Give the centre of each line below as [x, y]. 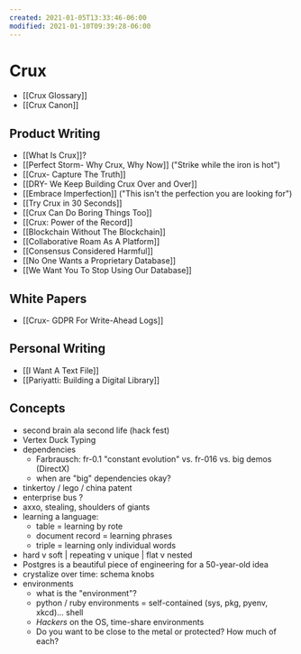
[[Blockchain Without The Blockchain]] [94, 232]
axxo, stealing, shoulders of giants [86, 507]
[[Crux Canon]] [50, 106]
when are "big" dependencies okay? [103, 478]
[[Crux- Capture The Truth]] [74, 175]
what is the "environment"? [86, 593]
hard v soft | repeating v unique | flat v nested [107, 555]
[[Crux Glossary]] [55, 96]
